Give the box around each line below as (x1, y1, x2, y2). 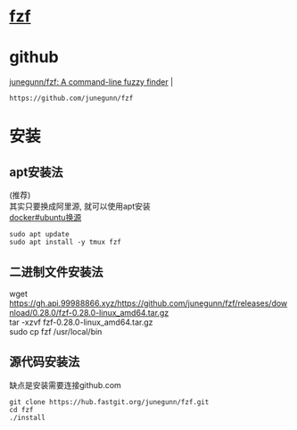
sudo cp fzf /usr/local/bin (9, 326, 103, 336)
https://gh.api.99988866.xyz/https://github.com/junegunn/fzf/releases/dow (9, 297, 288, 309)
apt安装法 (9, 164, 64, 179)
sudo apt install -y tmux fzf (9, 238, 122, 247)
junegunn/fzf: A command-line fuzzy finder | (9, 77, 174, 87)
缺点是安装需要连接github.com (9, 379, 122, 390)
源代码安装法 (9, 354, 80, 369)
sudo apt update (9, 230, 70, 239)
